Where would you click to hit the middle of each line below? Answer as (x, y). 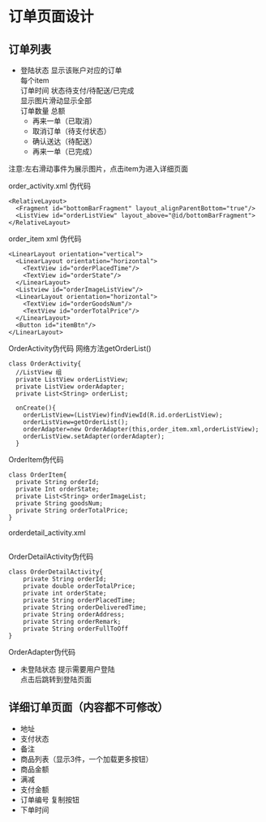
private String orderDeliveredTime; (85, 608)
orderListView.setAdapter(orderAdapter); (94, 436)
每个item (35, 80)
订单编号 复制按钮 (49, 799)
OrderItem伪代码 (36, 459)
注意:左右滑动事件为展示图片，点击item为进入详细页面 (99, 169)
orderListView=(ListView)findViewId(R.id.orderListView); (123, 415)
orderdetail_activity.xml (47, 532)
